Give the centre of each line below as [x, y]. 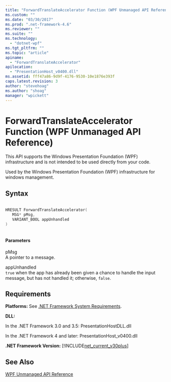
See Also [20, 362]
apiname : [15, 57]
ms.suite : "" [19, 34]
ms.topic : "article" [27, 53]
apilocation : [19, 67]
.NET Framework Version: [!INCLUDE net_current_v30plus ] [67, 346]
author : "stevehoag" [27, 86]
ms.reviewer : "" [22, 29]
